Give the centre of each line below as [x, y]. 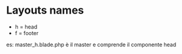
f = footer [27, 33]
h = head [26, 27]
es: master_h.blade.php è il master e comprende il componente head [91, 45]
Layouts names [45, 10]
